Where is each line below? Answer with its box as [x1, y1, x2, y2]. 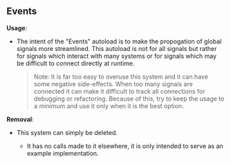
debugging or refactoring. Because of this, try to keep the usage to [33, 94, 225, 103]
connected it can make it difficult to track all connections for [33, 87, 205, 95]
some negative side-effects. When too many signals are [33, 79, 193, 88]
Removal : [6, 115, 34, 123]
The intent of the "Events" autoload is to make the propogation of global [16, 37, 222, 45]
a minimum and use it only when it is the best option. [33, 101, 184, 110]
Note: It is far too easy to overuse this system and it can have [33, 72, 209, 81]
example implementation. [26, 149, 99, 157]
